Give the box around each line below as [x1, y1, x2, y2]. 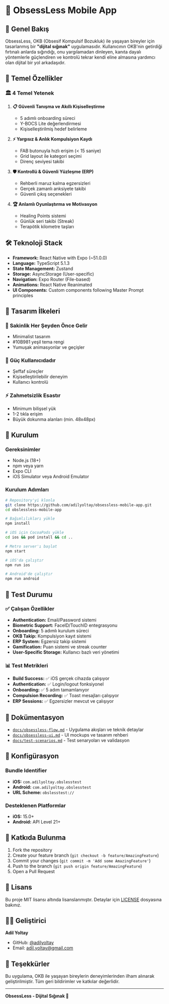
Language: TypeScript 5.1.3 [12, 260, 70, 266]
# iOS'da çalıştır [5, 558, 44, 563]
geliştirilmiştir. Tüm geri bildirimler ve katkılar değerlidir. [5, 978, 120, 985]
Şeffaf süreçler [12, 369, 44, 375]
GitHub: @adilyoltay [12, 940, 54, 946]
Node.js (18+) [12, 458, 41, 464]
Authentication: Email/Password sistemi [12, 617, 97, 623]
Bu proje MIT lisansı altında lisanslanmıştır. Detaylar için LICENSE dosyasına [5, 896, 162, 902]
